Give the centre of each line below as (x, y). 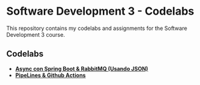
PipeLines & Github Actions (50, 75)
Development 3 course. (36, 34)
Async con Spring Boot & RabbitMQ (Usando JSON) (81, 68)
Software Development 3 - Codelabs (100, 11)
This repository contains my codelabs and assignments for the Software (97, 28)
